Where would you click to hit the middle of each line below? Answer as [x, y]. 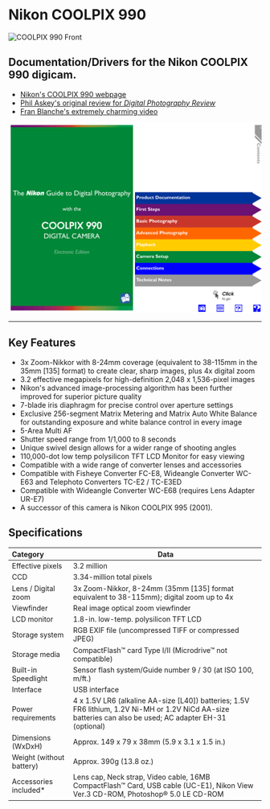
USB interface [96, 690]
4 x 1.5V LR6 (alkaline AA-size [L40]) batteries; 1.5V [161, 700]
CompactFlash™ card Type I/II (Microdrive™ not [150, 650]
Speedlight [30, 678]
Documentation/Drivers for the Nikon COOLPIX [128, 62]
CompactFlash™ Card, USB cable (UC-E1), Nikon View [163, 786]
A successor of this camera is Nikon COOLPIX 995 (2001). [116, 507]
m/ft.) [82, 678]
